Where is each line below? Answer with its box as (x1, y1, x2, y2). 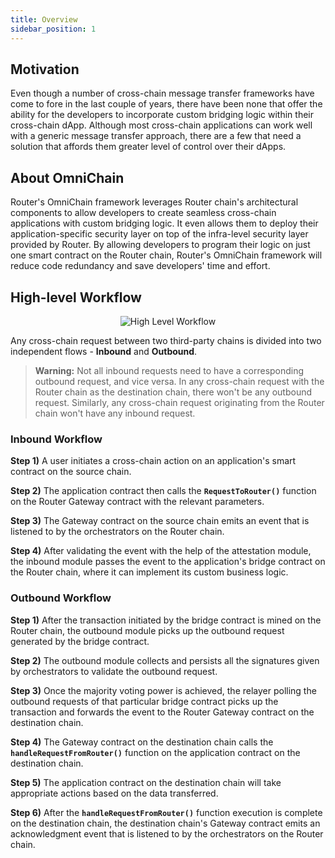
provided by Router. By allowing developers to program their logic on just (10, 239, 311, 251)
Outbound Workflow (10, 591, 112, 605)
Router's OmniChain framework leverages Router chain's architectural (10, 196, 299, 208)
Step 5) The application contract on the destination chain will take (10, 776, 282, 788)
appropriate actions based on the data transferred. (10, 787, 219, 799)
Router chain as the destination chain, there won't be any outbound (34, 386, 313, 398)
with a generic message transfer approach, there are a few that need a (10, 130, 302, 142)
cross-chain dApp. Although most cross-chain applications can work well (10, 119, 313, 131)
